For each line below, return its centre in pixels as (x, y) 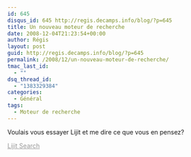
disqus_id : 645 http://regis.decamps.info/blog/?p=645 (90, 20)
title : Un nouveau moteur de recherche (66, 27)
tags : (15, 106)
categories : (25, 92)
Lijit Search (24, 146)
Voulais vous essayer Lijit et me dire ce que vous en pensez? (96, 132)
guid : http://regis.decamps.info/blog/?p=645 (75, 54)
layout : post (27, 46)
